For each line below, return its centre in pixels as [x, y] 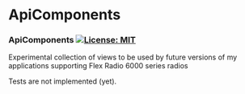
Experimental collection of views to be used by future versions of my [123, 57]
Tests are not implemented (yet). [63, 81]
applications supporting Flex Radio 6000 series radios [98, 66]
